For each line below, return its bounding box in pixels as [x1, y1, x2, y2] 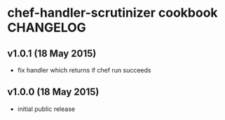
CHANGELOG [7, 20, 86, 36]
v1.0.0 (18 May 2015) [7, 86, 100, 98]
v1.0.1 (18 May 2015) [7, 47, 97, 59]
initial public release [17, 105, 76, 113]
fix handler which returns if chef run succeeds [17, 66, 151, 74]
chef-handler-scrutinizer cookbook [7, 5, 219, 21]
